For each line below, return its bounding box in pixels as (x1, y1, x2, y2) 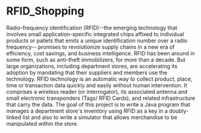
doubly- (168, 107, 189, 114)
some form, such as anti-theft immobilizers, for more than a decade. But (6, 56, 186, 63)
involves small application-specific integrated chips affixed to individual (6, 30, 184, 37)
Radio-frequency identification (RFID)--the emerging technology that (6, 24, 177, 31)
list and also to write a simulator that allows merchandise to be (22, 113, 178, 121)
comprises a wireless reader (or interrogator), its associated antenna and (6, 88, 188, 95)
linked (6, 113, 22, 121)
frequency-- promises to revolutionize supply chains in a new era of (6, 43, 175, 51)
